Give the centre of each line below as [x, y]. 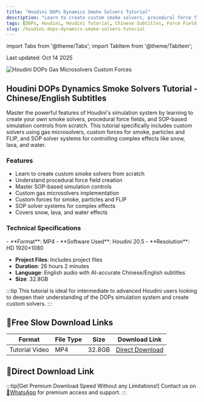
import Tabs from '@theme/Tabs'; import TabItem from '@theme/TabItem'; [100, 46]
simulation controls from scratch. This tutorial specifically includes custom [99, 126]
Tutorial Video [29, 350]
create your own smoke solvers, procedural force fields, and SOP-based [97, 119]
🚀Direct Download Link [50, 371]
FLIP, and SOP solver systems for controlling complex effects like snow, [96, 139]
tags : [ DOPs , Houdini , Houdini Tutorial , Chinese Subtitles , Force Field [102, 23]
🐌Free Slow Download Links [60, 323]
